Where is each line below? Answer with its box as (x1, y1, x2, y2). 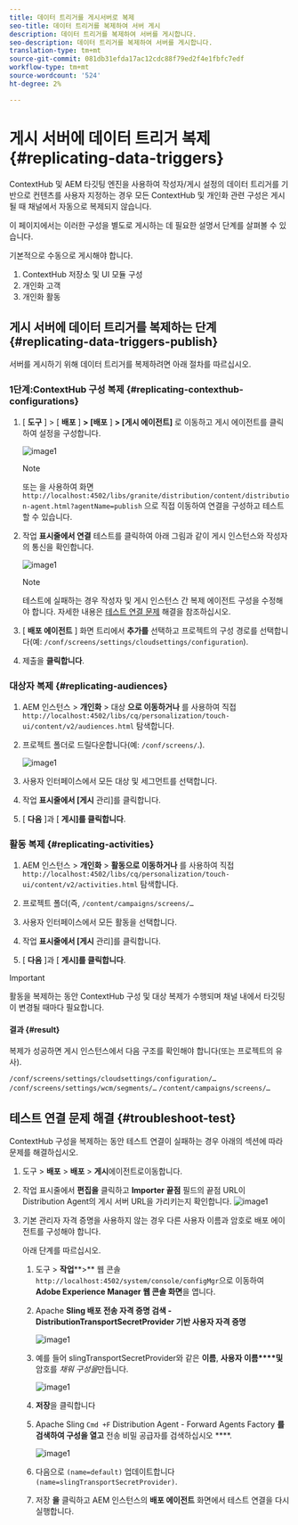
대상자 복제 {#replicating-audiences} (9, 680, 168, 692)
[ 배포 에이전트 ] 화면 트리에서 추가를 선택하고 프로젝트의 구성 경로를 (21, 625, 258, 636)
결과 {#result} (9, 1024, 60, 1035)
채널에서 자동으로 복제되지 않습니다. (28, 201, 152, 211)
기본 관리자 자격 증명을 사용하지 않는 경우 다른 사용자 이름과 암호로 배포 (21, 1215, 270, 1226)
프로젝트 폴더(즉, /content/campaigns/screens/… (21, 898, 194, 909)
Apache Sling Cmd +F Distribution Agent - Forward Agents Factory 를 (35, 1419, 285, 1430)
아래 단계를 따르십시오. (21, 1245, 101, 1256)
